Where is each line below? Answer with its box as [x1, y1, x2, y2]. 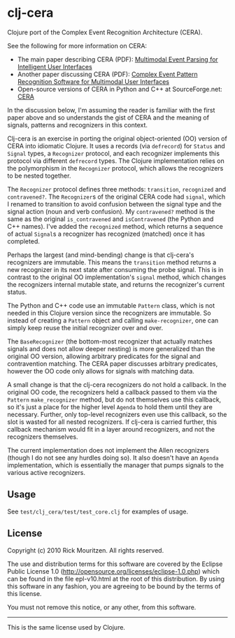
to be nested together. [7, 171, 71, 180]
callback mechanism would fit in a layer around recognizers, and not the [7, 425, 215, 433]
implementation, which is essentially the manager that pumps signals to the [7, 460, 224, 469]
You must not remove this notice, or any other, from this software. [7, 603, 197, 611]
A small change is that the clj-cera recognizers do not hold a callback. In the [7, 380, 227, 389]
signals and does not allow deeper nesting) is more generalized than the [7, 344, 215, 353]
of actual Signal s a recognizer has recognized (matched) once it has [7, 229, 205, 238]
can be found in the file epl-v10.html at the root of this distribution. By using [7, 574, 225, 583]
